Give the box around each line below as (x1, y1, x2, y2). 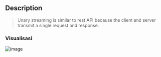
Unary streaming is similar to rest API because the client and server (17, 17, 156, 23)
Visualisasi (5, 35, 32, 42)
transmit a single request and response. (17, 22, 99, 28)
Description (5, 4, 42, 12)
